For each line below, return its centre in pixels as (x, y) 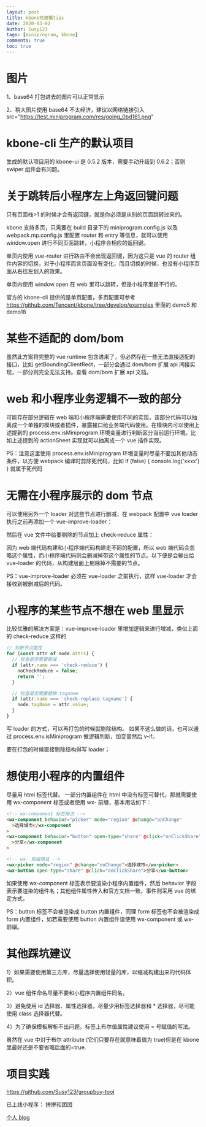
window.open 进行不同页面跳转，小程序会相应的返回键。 (78, 242)
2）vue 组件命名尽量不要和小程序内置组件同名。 (67, 993)
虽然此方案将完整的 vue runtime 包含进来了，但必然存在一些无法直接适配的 (101, 356)
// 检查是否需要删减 (34, 660)
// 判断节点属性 (24, 648)
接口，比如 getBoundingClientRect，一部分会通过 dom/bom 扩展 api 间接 (98, 364)
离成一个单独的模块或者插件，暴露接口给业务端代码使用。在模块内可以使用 (100, 425)
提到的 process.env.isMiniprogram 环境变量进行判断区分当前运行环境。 (101, 433)
